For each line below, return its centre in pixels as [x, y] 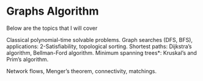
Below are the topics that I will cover [52, 28]
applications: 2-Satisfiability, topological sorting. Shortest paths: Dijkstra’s [99, 46]
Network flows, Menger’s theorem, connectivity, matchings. [82, 71]
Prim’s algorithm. [28, 59]
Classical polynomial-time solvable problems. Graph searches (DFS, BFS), [100, 40]
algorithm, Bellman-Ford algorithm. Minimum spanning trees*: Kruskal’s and [102, 52]
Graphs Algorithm [53, 11]
